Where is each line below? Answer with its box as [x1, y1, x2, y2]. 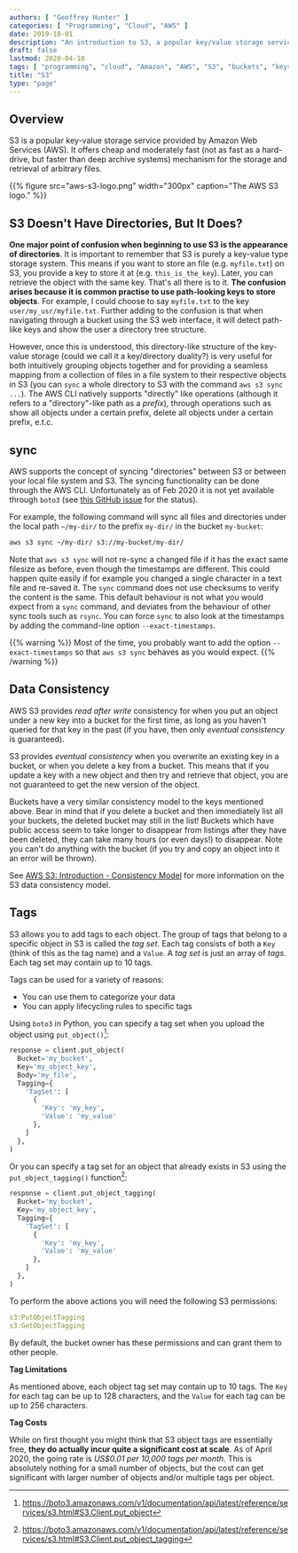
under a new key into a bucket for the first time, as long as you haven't [9, 715, 267, 726]
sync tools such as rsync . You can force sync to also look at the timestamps [9, 610, 285, 621]
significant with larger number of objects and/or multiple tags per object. [9, 1471, 275, 1482]
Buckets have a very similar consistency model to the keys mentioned [9, 796, 264, 807]
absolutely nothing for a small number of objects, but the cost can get [9, 1463, 264, 1473]
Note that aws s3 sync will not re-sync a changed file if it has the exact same [9, 553, 289, 564]
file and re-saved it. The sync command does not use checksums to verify [9, 582, 279, 592]
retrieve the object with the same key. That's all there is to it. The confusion [9, 277, 286, 288]
